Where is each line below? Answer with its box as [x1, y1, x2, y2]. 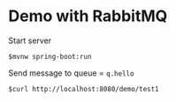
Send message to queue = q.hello [8, 68, 134, 78]
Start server [8, 35, 52, 46]
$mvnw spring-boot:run [8, 52, 92, 61]
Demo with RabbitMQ [8, 6, 168, 26]
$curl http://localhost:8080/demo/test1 [8, 84, 160, 93]
